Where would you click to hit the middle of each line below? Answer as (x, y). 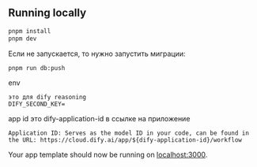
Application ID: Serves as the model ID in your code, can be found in (128, 133)
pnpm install (30, 31)
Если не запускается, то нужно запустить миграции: (97, 54)
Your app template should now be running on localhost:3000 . (108, 155)
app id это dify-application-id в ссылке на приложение (99, 119)
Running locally (47, 13)
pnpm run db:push (37, 68)
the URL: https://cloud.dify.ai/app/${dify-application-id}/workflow (125, 140)
